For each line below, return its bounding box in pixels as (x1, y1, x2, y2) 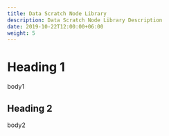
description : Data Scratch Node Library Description (7, 17, 163, 24)
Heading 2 (7, 102, 53, 114)
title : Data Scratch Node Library (7, 10, 107, 17)
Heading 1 (7, 60, 66, 75)
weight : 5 (7, 29, 36, 37)
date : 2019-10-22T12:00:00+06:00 (7, 23, 104, 30)
